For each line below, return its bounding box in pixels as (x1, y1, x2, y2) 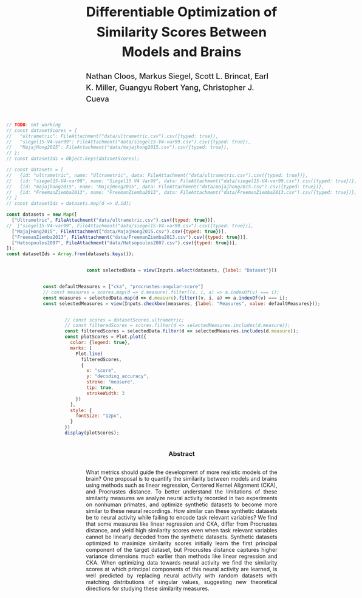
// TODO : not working (6, 122, 61, 128)
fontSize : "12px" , (75, 413, 122, 419)
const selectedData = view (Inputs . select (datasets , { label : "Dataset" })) (86, 267, 277, 273)
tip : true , (86, 385, 114, 391)
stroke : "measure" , (86, 379, 136, 385)
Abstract (168, 449, 195, 458)
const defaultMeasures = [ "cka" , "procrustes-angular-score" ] (43, 284, 204, 290)
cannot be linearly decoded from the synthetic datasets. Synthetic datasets (86, 533, 278, 541)
